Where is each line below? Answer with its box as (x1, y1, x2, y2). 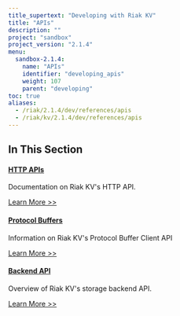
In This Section (8, 143, 83, 156)
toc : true (8, 92, 41, 100)
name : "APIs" (22, 63, 65, 71)
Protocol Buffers (8, 215, 63, 225)
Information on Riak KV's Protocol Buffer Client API (8, 233, 173, 242)
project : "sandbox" (8, 33, 72, 42)
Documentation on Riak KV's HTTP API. (8, 182, 136, 192)
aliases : (8, 99, 37, 107)
